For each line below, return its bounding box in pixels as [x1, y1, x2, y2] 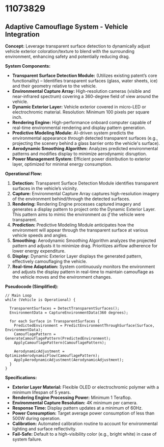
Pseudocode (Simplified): [5, 284, 58, 289]
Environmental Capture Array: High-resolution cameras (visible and [12, 88, 151, 94]
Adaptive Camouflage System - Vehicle [5, 23, 129, 31]
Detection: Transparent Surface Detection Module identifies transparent [12, 180, 159, 186]
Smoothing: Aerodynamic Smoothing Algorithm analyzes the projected [12, 237, 156, 243]
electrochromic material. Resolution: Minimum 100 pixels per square [12, 109, 150, 115]
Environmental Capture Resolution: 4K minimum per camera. [12, 400, 138, 405]
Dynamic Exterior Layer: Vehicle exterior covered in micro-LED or [12, 104, 146, 109]
